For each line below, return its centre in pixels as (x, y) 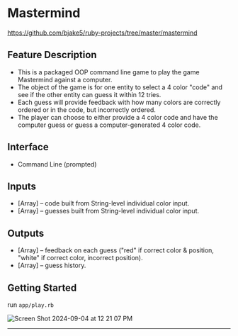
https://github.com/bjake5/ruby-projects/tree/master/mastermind (102, 33)
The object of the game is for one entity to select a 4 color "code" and (120, 87)
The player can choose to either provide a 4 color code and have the (118, 117)
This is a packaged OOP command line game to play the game (108, 72)
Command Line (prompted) (57, 164)
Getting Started (42, 287)
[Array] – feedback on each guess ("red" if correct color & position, (116, 250)
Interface (28, 147)
